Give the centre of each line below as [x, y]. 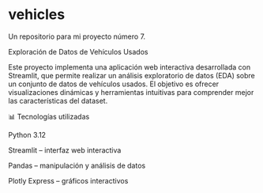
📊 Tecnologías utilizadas [49, 116]
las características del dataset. [58, 100]
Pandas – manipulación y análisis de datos [77, 165]
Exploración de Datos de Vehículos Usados [78, 51]
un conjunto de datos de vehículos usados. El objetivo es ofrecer [114, 84]
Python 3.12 [27, 134]
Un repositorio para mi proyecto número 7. [77, 36]
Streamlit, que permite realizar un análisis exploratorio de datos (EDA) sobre [131, 75]
